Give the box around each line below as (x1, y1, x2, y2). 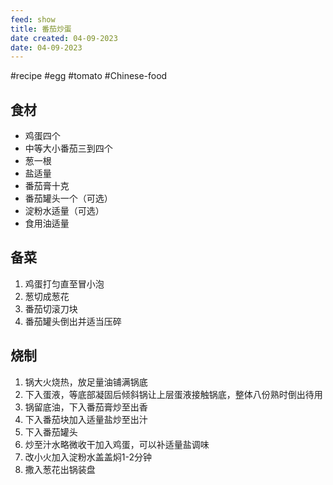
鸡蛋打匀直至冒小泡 (24, 277, 105, 290)
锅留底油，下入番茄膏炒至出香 (24, 401, 148, 413)
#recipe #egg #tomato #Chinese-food (10, 70, 168, 82)
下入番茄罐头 (24, 426, 78, 438)
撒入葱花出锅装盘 (24, 463, 96, 475)
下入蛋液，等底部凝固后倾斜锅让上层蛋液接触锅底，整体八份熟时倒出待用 (24, 388, 323, 400)
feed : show (10, 14, 56, 25)
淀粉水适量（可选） (24, 205, 105, 217)
